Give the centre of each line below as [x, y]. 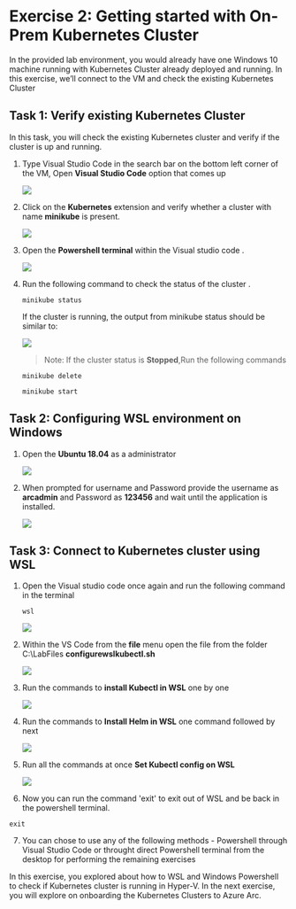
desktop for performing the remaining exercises [109, 859]
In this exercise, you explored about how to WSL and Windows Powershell [144, 877]
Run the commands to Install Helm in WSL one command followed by [148, 722]
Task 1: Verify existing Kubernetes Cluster [127, 116]
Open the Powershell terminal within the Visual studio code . [133, 250]
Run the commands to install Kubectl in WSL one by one [125, 688]
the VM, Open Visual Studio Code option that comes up [124, 173]
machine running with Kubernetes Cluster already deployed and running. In [146, 69]
